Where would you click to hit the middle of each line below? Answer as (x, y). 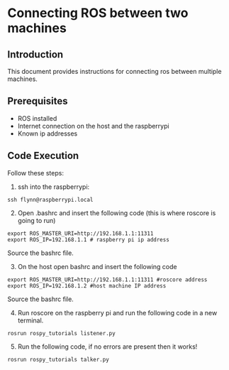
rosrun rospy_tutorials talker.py (58, 359)
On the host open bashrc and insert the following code (97, 266)
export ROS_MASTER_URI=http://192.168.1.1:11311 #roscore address (107, 279)
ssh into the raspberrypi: (54, 187)
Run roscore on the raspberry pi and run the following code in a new (117, 312)
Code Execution (43, 156)
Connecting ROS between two (98, 13)
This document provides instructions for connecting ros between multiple (114, 71)
